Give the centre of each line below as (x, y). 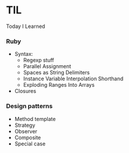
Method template (35, 119)
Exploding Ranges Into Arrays (59, 85)
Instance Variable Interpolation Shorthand (73, 79)
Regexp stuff (39, 60)
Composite (28, 137)
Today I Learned (26, 26)
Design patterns (29, 106)
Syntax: (24, 54)
